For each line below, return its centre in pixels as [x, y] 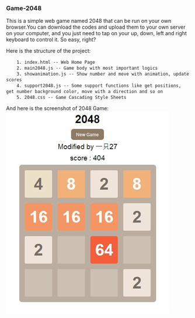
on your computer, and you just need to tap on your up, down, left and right [96, 33]
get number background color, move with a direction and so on [85, 92]
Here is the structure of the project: [48, 51]
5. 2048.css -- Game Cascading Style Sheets [72, 98]
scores [14, 80]
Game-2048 [24, 8]
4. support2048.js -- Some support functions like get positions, [99, 86]
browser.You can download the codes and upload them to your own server [96, 27]
